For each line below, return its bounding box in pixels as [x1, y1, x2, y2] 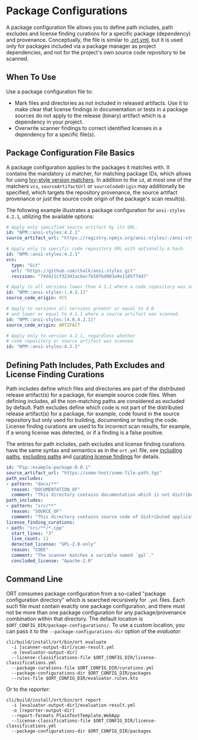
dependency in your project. [14, 118, 84, 125]
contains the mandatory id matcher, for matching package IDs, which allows [6, 170, 192, 177]
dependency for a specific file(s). [14, 131, 96, 138]
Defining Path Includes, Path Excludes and [6, 360, 165, 370]
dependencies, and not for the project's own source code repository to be [6, 48, 186, 56]
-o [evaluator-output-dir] [11, 649, 78, 655]
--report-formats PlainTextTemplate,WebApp [11, 712, 120, 719]
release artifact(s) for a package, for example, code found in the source [6, 410, 180, 417]
